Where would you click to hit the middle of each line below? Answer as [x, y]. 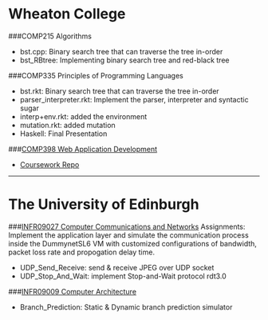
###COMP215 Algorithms [50, 36]
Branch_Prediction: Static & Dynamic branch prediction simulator [126, 307]
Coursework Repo [49, 164]
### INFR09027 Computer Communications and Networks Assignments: [127, 226]
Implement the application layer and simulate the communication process [128, 235]
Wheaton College [67, 14]
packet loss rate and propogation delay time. [82, 252]
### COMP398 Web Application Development [83, 149]
